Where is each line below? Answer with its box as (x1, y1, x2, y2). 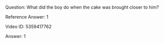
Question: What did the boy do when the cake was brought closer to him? (5, 4, 159, 10)
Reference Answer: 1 (5, 14, 49, 19)
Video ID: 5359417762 (5, 23, 52, 29)
